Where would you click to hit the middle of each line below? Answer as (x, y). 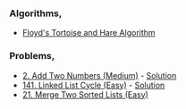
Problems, (32, 56)
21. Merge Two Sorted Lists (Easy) (85, 94)
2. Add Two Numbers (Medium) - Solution (99, 75)
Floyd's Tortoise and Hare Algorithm (89, 33)
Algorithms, (36, 13)
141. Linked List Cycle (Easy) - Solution (93, 85)
